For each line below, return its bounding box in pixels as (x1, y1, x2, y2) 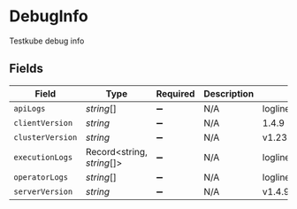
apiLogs (13, 104, 46, 113)
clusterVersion (13, 132, 78, 143)
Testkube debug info (9, 35, 85, 46)
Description (202, 87, 255, 99)
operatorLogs (13, 172, 69, 182)
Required (156, 87, 195, 99)
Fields (9, 61, 44, 76)
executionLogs (13, 152, 73, 162)
